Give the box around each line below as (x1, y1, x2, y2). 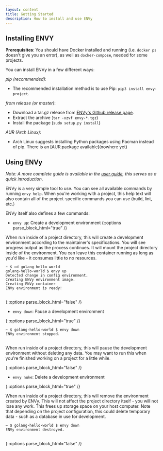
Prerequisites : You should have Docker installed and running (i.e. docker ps (5, 47, 157, 53)
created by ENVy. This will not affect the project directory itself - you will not (5, 398, 158, 404)
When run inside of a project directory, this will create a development (5, 234, 144, 240)
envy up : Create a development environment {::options (12, 220, 121, 225)
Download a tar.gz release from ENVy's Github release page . (12, 110, 134, 116)
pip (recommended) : (5, 76, 47, 82)
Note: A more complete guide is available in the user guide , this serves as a (5, 171, 157, 176)
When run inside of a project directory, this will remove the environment (5, 393, 149, 399)
